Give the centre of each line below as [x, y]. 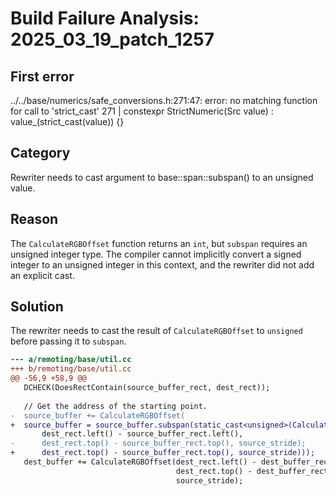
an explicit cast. [42, 275]
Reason [34, 219]
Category [40, 153]
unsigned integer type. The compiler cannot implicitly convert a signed [156, 254]
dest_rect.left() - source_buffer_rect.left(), [142, 434]
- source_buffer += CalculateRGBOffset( [98, 415]
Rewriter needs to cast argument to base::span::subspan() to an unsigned [162, 177]
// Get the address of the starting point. [115, 406]
